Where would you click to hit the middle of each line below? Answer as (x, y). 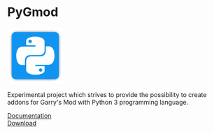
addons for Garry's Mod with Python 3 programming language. (98, 102)
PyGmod (33, 12)
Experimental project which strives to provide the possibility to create (107, 94)
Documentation (29, 115)
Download (22, 123)
